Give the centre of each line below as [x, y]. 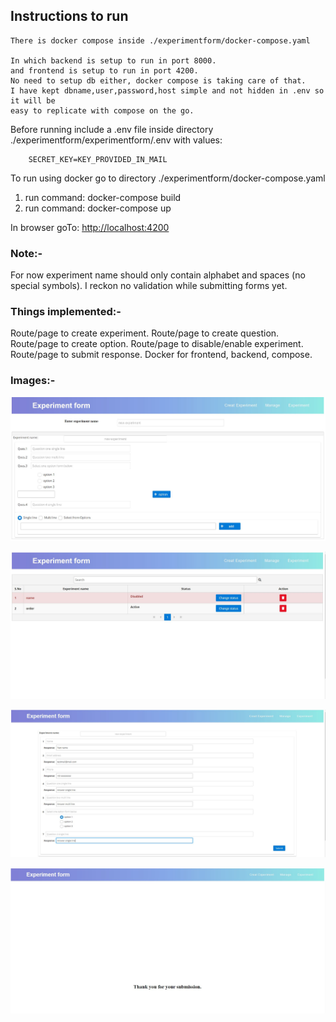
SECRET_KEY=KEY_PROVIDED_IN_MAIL [98, 159]
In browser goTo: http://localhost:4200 [90, 227]
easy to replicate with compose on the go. [102, 110]
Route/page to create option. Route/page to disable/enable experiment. [157, 344]
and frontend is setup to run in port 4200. [104, 70]
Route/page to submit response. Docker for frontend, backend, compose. [161, 355]
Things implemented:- [66, 312]
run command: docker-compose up [98, 208]
